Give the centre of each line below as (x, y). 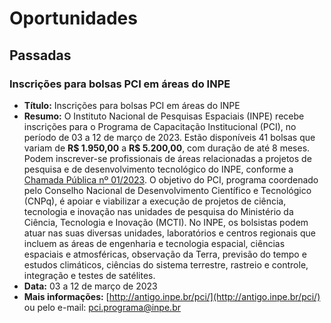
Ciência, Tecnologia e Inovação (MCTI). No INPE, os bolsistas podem (166, 222)
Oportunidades (73, 18)
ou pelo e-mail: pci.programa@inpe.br (102, 307)
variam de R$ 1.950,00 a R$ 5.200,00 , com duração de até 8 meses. (167, 148)
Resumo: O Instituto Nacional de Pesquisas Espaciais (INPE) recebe (164, 116)
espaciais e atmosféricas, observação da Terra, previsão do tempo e (165, 254)
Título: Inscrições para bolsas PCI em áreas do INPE (132, 105)
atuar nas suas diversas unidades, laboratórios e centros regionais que (169, 233)
